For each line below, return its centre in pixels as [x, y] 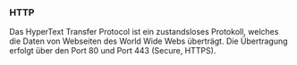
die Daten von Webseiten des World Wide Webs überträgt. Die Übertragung [148, 41]
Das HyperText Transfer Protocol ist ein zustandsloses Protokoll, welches [144, 32]
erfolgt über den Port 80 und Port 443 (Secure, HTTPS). [113, 51]
